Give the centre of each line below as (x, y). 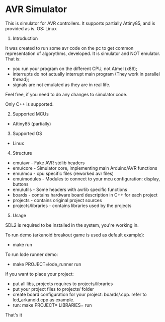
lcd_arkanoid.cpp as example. (43, 300)
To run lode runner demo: (32, 254)
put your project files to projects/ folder (53, 289)
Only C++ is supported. (29, 104)
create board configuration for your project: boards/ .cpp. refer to (79, 294)
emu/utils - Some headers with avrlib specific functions (70, 189)
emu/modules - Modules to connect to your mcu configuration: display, (86, 179)
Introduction (25, 38)
